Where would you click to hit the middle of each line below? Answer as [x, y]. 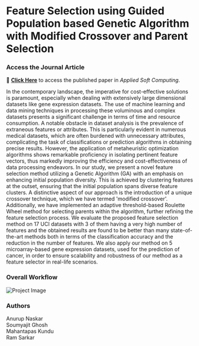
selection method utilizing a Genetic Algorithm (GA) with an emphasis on [95, 174]
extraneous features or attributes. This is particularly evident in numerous [96, 129]
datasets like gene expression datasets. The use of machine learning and [96, 104]
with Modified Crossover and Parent [97, 36]
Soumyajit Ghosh [27, 325]
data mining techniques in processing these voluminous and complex [91, 110]
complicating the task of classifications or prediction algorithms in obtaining [99, 142]
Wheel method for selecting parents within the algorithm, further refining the [99, 211]
